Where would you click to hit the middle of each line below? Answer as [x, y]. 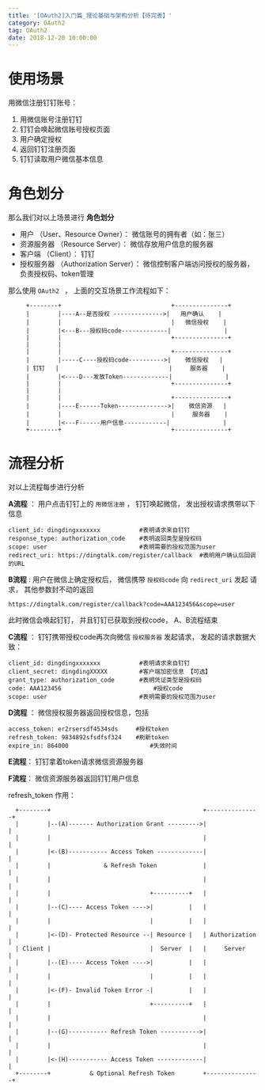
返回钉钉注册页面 [47, 149]
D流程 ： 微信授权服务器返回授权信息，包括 [78, 712]
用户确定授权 [40, 139]
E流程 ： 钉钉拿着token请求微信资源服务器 [76, 761]
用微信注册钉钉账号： [43, 103]
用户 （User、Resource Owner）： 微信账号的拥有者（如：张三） [124, 234]
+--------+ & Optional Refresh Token [95, 1073]
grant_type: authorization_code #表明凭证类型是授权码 [105, 680]
